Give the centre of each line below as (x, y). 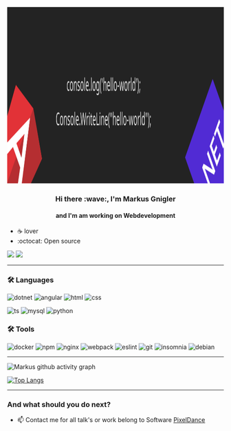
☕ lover (28, 231)
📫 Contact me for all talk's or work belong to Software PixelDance (111, 420)
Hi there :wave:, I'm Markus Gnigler (115, 199)
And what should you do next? (59, 404)
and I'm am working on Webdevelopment (115, 215)
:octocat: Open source (49, 241)
